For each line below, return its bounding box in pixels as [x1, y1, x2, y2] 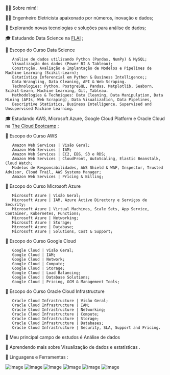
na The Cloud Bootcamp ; [5, 123, 59, 129]
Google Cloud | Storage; [12, 266, 65, 271]
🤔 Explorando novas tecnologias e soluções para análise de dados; [5, 25, 147, 31]
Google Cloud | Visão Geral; [12, 248, 74, 253]
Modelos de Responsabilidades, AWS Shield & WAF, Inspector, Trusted [12, 165, 163, 170]
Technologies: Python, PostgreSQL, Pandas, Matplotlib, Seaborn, [12, 84, 154, 89]
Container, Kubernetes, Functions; [5, 211, 81, 216]
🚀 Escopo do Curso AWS [5, 133, 58, 139]
